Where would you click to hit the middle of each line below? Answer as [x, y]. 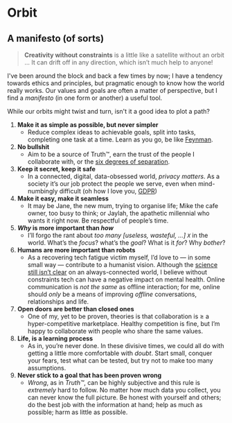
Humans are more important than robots [76, 250]
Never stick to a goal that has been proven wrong [89, 375]
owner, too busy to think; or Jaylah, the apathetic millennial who [118, 213]
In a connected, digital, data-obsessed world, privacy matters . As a [124, 176]
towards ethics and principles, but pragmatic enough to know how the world [116, 83]
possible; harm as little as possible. [78, 412]
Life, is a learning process [55, 338]
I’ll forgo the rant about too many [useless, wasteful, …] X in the [118, 235]
